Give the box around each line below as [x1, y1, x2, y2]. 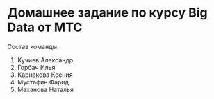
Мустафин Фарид [17, 78, 69, 86]
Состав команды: [7, 42, 59, 51]
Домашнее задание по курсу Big [7, 5, 208, 21]
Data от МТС [7, 19, 83, 35]
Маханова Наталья [17, 85, 74, 93]
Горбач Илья [17, 63, 56, 71]
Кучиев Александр [17, 55, 74, 64]
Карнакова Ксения [17, 71, 73, 79]
